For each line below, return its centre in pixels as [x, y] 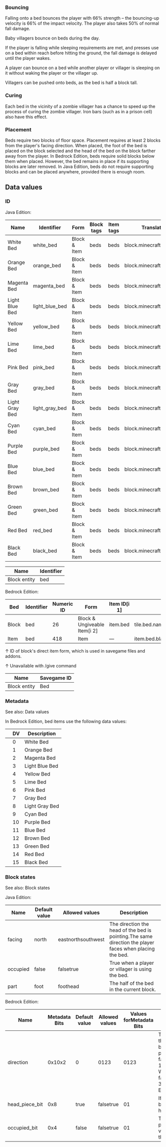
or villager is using [131, 969]
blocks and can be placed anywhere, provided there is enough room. [75, 171]
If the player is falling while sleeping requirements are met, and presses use [82, 48]
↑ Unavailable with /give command [41, 665]
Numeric [63, 604]
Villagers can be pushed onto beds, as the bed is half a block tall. [72, 82]
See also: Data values [27, 712]
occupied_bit [23, 1128]
